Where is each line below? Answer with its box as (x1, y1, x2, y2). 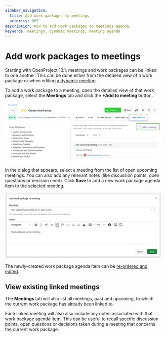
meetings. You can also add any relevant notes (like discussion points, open (5, 172, 160, 178)
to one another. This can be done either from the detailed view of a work (5, 72, 153, 79)
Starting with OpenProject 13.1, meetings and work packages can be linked (5, 67, 157, 73)
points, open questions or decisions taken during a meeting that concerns (5, 321, 156, 327)
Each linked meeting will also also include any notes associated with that (5, 311, 153, 317)
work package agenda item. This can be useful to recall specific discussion (5, 316, 159, 322)
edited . (5, 268, 20, 274)
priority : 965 (9, 18, 39, 23)
